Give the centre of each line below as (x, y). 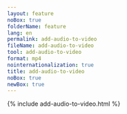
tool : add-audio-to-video (44, 53)
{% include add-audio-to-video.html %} (64, 104)
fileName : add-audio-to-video (51, 46)
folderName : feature (37, 26)
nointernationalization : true (51, 65)
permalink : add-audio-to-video (52, 39)
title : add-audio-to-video (46, 71)
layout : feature (30, 13)
